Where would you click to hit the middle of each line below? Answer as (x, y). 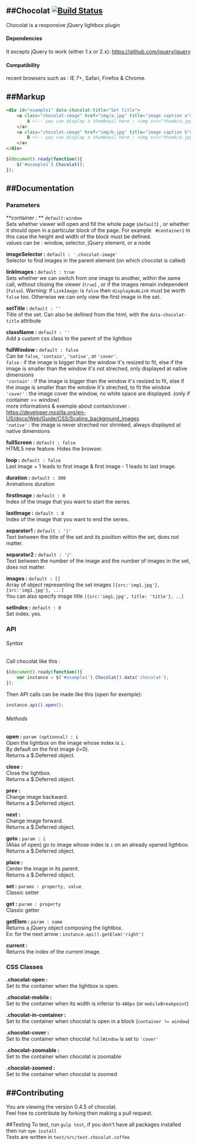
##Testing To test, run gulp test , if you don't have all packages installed (94, 1125)
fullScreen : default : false (41, 442)
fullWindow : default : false (43, 350)
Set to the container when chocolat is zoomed (62, 1074)
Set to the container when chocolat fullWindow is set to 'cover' (82, 1039)
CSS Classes (25, 967)
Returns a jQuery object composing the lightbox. (64, 928)
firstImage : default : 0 (36, 495)
